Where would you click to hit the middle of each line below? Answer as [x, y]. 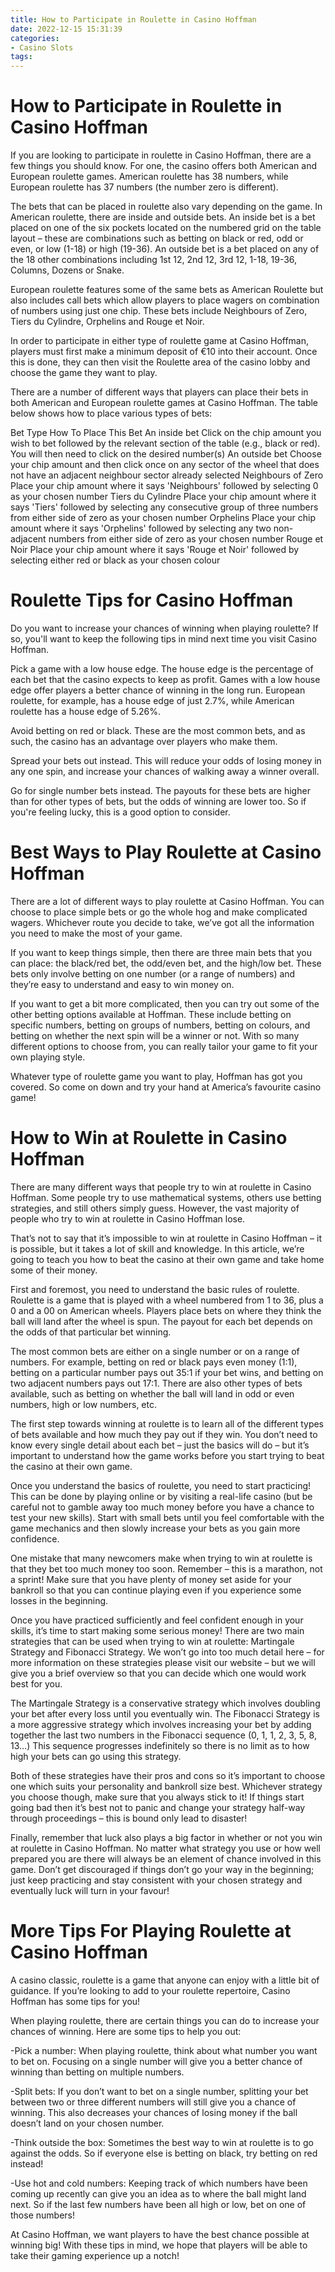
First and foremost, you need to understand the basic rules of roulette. [155, 1289]
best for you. [36, 1683]
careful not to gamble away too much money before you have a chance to [162, 1507]
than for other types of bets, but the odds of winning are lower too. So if [158, 801]
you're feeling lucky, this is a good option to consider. [120, 812]
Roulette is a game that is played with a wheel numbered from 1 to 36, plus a [167, 1300]
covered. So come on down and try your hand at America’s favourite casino [166, 1087]
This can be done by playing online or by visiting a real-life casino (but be [161, 1496]
